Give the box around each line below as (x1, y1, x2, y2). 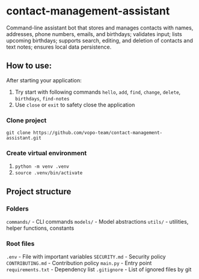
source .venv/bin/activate (14, 170, 83, 176)
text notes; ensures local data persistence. (6, 43, 112, 51)
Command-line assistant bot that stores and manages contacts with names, (6, 24, 194, 31)
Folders (6, 204, 29, 213)
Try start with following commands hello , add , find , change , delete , (14, 88, 181, 96)
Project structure (6, 186, 72, 197)
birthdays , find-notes (14, 94, 70, 102)
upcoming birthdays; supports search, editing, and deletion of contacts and (6, 37, 194, 44)
